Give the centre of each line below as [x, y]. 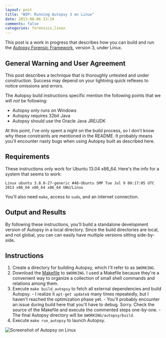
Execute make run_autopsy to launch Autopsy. [59, 321]
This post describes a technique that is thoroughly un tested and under [77, 75]
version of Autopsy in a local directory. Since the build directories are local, [82, 230]
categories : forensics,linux [35, 28]
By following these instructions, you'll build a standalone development [77, 224]
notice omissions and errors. [34, 85]
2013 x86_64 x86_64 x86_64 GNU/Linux [44, 187]
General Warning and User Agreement [65, 63]
